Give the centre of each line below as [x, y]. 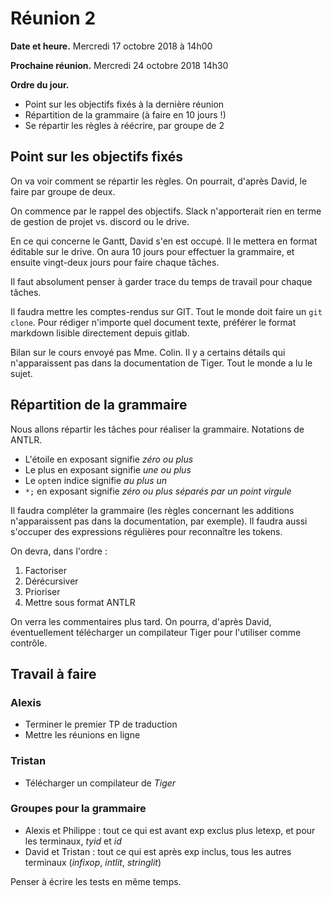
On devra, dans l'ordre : [59, 551]
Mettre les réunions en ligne [82, 735]
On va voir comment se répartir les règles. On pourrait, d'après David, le [159, 181]
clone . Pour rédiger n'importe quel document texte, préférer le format [153, 322]
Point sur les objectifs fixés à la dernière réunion [124, 104]
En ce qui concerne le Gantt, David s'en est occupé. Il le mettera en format [164, 241]
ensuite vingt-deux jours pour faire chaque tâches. [115, 262]
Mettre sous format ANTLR [80, 602]
